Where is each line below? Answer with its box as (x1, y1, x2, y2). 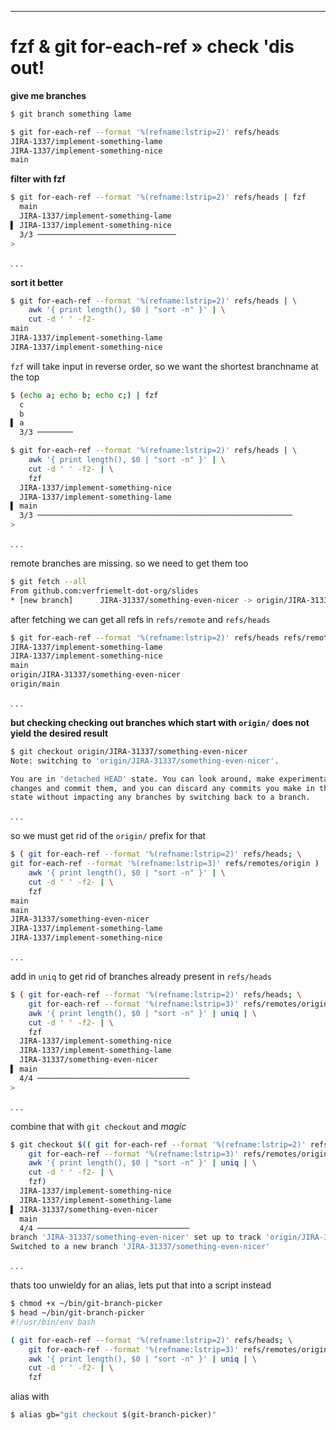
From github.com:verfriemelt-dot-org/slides (10, 586, 199, 596)
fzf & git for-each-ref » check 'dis (10, 36, 295, 58)
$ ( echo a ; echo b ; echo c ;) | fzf (10, 390, 159, 400)
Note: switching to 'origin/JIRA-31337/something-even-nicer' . (10, 756, 280, 766)
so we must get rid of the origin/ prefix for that (10, 830, 207, 842)
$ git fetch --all (10, 577, 87, 587)
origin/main (10, 679, 60, 690)
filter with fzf (10, 173, 66, 185)
